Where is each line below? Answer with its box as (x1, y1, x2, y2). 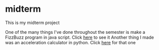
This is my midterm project (5, 20, 60, 25)
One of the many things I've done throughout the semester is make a (5, 29, 145, 35)
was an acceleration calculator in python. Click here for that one (5, 39, 136, 45)
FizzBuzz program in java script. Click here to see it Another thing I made (5, 34, 155, 40)
